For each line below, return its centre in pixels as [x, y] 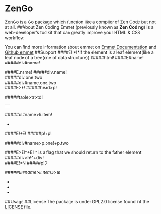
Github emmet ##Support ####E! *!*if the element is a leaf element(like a [80, 52]
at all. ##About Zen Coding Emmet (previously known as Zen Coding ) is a [79, 27]
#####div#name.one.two [31, 82]
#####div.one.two [24, 77]
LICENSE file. [18, 207]
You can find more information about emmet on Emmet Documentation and [81, 47]
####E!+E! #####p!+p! [29, 133]
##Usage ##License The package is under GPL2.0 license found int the [77, 201]
